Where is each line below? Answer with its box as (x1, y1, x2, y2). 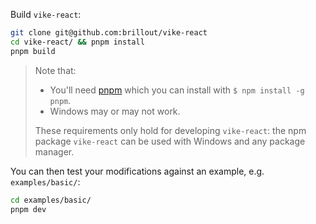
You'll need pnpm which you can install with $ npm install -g (49, 84, 305, 96)
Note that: (34, 64, 77, 76)
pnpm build (10, 46, 56, 56)
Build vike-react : (10, 9, 82, 20)
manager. (34, 145, 75, 158)
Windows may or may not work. (49, 105, 181, 117)
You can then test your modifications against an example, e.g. (10, 165, 265, 177)
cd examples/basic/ (10, 195, 92, 205)
